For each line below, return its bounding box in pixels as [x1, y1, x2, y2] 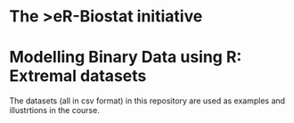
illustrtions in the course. [9, 105, 100, 116]
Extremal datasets [9, 66, 147, 86]
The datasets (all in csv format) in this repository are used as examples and [9, 95, 286, 106]
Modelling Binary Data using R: [9, 47, 242, 68]
